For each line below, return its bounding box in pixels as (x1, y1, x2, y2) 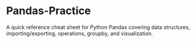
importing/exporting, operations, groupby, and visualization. (6, 29, 153, 37)
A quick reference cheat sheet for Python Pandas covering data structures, (6, 24, 191, 31)
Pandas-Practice (6, 4, 91, 18)
